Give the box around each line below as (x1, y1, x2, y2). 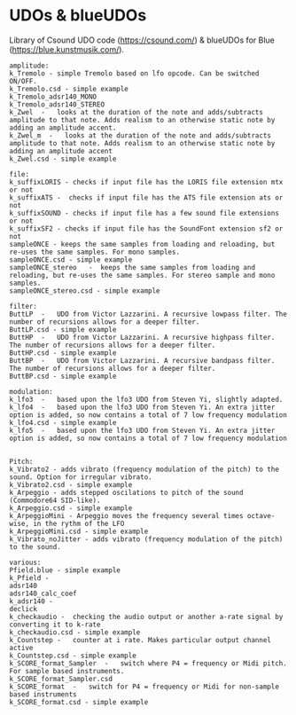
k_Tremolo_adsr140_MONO (9, 92, 97, 101)
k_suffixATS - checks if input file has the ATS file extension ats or (9, 192, 284, 202)
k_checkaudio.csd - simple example (9, 627, 141, 637)
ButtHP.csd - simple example (9, 348, 117, 357)
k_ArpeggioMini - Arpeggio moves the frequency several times (9, 511, 244, 520)
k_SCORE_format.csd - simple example (9, 697, 149, 706)
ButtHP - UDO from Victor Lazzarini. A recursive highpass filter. (9, 333, 276, 342)
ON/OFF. (9, 76, 38, 85)
